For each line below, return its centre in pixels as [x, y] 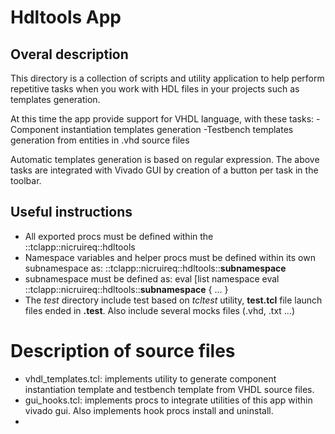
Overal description [69, 54]
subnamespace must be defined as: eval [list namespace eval [152, 278]
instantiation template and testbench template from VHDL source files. [169, 389]
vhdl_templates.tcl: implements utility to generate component [150, 378]
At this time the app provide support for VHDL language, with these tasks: [162, 119]
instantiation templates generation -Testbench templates [177, 129]
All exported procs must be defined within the [119, 236]
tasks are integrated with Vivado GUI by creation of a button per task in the [164, 170]
